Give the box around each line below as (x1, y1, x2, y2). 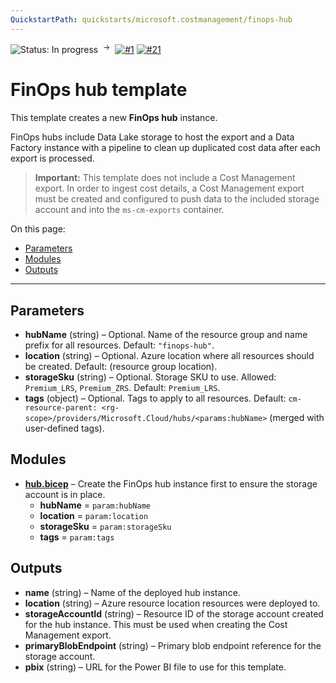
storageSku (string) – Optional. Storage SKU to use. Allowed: (24, 371, 277, 383)
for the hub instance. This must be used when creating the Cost (24, 618, 288, 630)
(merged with (269, 412, 325, 424)
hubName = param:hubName (39, 499, 151, 511)
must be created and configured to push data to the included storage (34, 193, 320, 205)
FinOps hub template (10, 79, 188, 101)
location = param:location (39, 509, 149, 521)
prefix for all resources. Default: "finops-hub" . (24, 339, 215, 351)
